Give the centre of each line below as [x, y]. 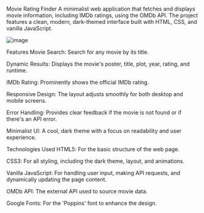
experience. [21, 137]
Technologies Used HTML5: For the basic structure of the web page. [93, 149]
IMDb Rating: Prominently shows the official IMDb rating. [77, 82]
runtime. [17, 70]
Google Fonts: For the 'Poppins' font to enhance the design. [82, 203]
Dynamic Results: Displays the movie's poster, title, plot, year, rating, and [98, 64]
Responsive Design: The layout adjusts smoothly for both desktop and [95, 94]
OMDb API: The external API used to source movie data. [77, 191]
